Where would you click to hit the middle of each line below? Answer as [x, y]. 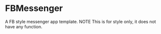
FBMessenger [34, 8]
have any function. [24, 26]
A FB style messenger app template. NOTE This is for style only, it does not [80, 22]
